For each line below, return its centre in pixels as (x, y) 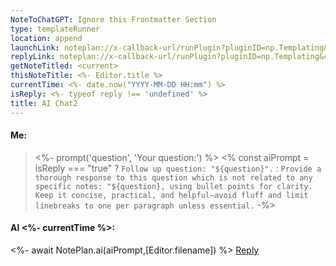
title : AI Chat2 (44, 103)
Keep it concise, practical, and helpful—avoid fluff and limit (171, 195)
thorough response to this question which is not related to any (173, 177)
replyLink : (33, 57)
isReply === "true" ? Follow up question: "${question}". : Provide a (178, 168)
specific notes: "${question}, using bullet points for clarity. (173, 186)
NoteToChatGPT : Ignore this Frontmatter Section (113, 19)
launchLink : (35, 47)
